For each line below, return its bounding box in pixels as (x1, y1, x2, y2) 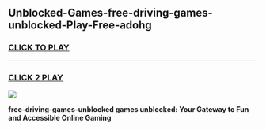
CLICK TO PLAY (8, 43, 70, 54)
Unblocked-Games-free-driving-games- (8, 6, 214, 20)
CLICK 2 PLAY (8, 72, 63, 83)
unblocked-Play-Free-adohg (8, 19, 152, 32)
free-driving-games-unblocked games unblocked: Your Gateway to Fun (8, 104, 249, 113)
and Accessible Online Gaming (8, 113, 112, 122)
